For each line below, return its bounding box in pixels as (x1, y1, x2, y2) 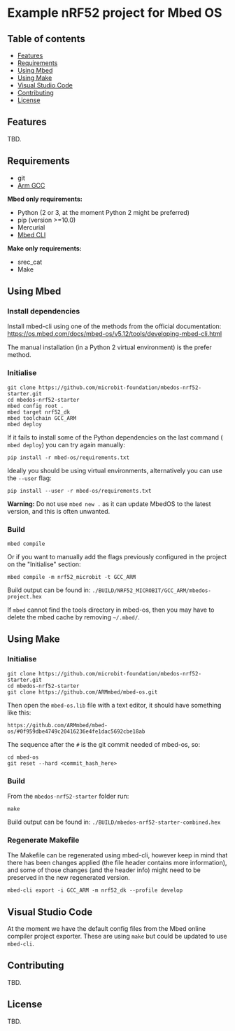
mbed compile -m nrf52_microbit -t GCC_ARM (7, 573, 136, 580)
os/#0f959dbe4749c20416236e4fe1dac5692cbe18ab (7, 728, 145, 735)
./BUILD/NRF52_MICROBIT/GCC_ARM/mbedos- (92, 587, 212, 594)
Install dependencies (7, 306, 80, 316)
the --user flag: (7, 474, 52, 482)
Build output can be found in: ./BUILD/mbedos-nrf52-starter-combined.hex (7, 818, 221, 826)
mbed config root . (7, 402, 64, 409)
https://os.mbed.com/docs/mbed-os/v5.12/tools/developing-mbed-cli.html (7, 330, 222, 338)
